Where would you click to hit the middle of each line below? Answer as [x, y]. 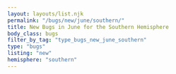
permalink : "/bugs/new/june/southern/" [66, 20]
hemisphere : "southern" [42, 60]
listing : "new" [30, 54]
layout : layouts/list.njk [45, 14]
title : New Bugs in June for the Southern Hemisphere [88, 27]
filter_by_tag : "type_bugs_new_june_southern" [77, 40]
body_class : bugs [33, 33]
